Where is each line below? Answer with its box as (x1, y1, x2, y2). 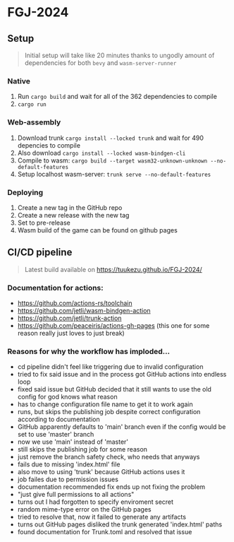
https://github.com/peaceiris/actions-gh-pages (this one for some (17, 322, 210, 329)
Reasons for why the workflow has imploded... (7, 346, 171, 356)
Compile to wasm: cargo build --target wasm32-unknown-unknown (17, 156, 208, 165)
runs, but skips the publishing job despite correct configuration (17, 408, 201, 416)
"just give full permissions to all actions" (17, 490, 135, 499)
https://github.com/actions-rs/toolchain (17, 299, 133, 307)
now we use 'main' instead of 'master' (17, 437, 129, 446)
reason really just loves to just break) (17, 329, 125, 337)
